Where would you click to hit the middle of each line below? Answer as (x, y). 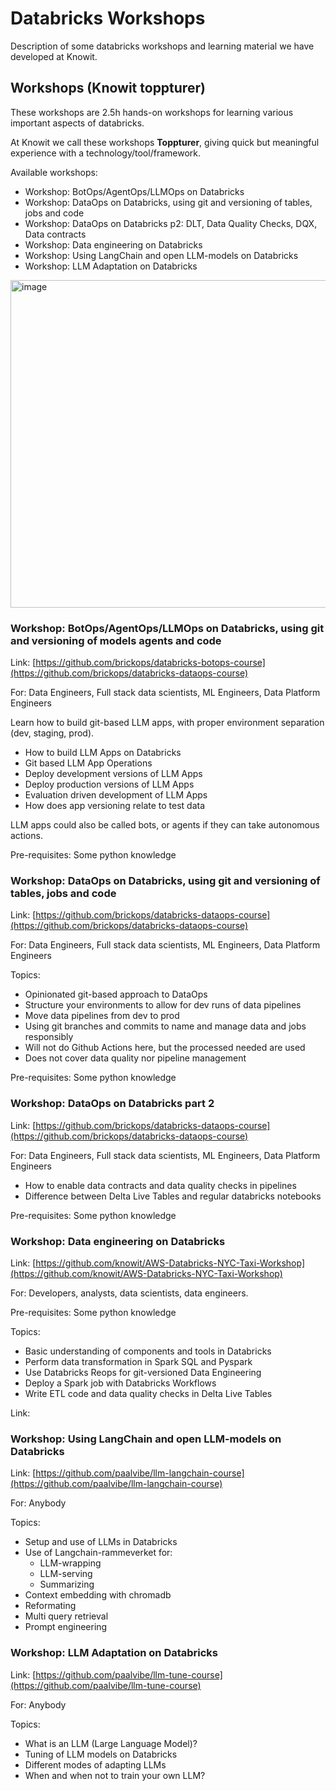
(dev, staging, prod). (52, 733)
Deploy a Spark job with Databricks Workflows (120, 1383)
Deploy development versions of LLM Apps (113, 774)
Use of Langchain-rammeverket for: (98, 1553)
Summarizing (67, 1584)
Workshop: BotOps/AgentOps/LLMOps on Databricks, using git (167, 628)
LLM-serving (66, 1574)
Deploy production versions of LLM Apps (109, 784)
